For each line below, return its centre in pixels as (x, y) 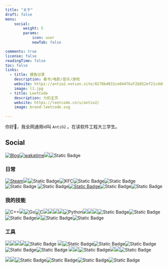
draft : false (19, 14)
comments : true (21, 51)
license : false (21, 56)
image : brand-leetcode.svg (42, 107)
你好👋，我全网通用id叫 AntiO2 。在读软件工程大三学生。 (62, 126)
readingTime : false (25, 60)
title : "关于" (19, 10)
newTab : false (46, 42)
